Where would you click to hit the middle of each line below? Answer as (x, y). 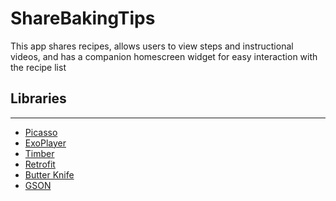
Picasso (41, 132)
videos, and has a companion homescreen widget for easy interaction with (164, 56)
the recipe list (38, 67)
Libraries (38, 98)
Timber (39, 153)
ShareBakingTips (83, 18)
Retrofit (40, 164)
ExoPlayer (45, 143)
